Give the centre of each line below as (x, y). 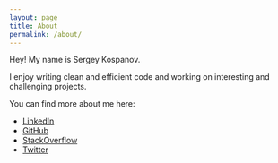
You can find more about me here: (73, 104)
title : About (34, 26)
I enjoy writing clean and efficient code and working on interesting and (140, 77)
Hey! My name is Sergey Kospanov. (75, 60)
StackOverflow (50, 141)
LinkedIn (38, 121)
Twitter (35, 150)
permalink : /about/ (46, 34)
